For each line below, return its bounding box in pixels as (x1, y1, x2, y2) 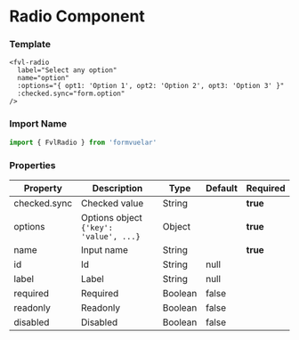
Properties (9, 158, 56, 171)
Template (9, 38, 52, 51)
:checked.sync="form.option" (17, 89, 125, 99)
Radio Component (9, 6, 145, 27)
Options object (80, 211, 142, 223)
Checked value (80, 197, 144, 209)
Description (92, 182, 143, 194)
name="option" (17, 74, 69, 83)
